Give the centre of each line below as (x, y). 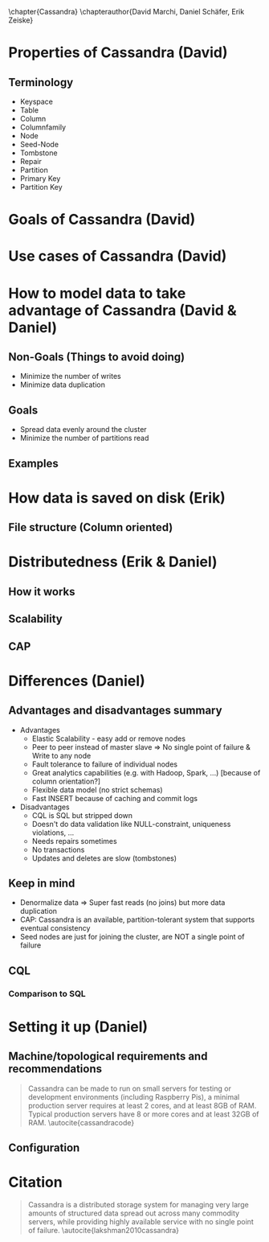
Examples (33, 463)
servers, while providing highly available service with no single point (141, 1221)
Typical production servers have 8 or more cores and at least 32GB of (143, 1114)
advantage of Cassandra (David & (122, 310)
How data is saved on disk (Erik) (117, 498)
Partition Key (41, 187)
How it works (42, 592)
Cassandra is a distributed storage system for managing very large (138, 1204)
